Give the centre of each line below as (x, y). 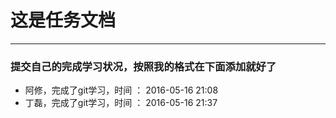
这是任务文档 (63, 20)
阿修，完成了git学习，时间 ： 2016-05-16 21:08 (121, 90)
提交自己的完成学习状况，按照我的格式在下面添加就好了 (143, 66)
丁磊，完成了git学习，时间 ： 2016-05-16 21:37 (121, 103)
